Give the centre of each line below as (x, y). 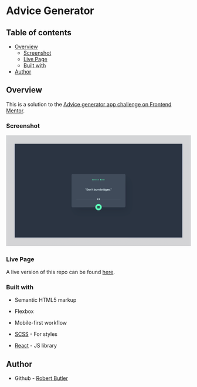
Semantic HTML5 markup (45, 300)
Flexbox (24, 311)
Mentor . (16, 111)
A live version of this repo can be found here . (61, 272)
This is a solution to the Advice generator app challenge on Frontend (89, 104)
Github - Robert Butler (41, 378)
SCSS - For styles (36, 334)
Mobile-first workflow (41, 323)
